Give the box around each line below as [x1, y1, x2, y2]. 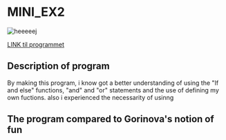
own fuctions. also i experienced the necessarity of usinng [7, 93, 174, 101]
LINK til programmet [7, 40, 64, 48]
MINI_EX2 [7, 4, 66, 20]
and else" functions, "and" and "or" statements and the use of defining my [7, 86, 220, 94]
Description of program [7, 60, 110, 72]
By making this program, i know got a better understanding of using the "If [7, 79, 219, 87]
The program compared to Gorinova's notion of [7, 113, 214, 125]
